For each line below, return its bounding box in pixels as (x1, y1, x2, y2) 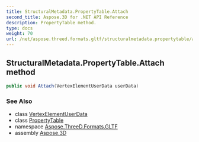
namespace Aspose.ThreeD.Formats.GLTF (14, 122, 118, 130)
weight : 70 (6, 31, 33, 37)
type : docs (6, 25, 33, 31)
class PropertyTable (14, 117, 64, 124)
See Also (6, 97, 33, 105)
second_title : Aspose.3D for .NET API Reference (6, 14, 129, 20)
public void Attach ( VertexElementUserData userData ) (6, 83, 139, 89)
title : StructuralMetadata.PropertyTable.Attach (6, 8, 129, 15)
